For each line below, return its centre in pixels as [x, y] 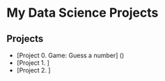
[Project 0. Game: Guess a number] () [70, 55]
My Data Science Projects [82, 13]
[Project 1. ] [33, 63]
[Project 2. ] [33, 70]
